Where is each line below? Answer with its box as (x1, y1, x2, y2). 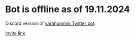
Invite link (5, 30, 25, 36)
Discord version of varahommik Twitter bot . (5, 20, 96, 26)
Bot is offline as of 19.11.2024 (5, 4, 130, 15)
